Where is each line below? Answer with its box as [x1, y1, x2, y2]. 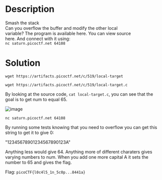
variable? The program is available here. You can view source [5, 30, 131, 36]
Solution [5, 58, 41, 69]
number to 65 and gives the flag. [5, 159, 72, 165]
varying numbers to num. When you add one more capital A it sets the [5, 154, 149, 160]
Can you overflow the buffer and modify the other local [5, 25, 118, 31]
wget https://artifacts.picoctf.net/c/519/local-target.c [5, 82, 128, 87]
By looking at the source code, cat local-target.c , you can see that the [5, 91, 153, 97]
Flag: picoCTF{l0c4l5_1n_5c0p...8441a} [5, 169, 85, 175]
